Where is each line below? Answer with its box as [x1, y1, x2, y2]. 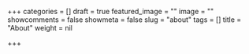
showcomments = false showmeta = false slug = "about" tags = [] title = [7, 15, 242, 24]
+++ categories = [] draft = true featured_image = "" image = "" [7, 7, 214, 16]
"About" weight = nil [7, 23, 72, 32]
